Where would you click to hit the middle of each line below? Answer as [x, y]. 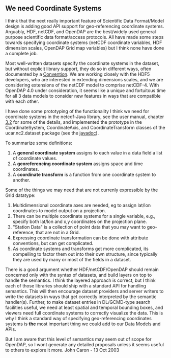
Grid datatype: [20, 195]
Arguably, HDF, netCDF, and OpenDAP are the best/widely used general [81, 31]
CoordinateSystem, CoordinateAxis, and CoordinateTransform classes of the [85, 127]
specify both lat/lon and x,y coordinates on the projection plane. [80, 221]
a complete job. [22, 53]
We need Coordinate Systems [53, 8]
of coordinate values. [35, 158]
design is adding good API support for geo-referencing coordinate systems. [85, 26]
